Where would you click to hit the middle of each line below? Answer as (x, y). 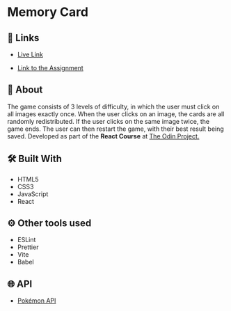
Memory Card (48, 12)
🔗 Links (23, 38)
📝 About (25, 90)
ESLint (26, 240)
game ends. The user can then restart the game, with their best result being (115, 129)
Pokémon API (37, 301)
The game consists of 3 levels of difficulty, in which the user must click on (113, 106)
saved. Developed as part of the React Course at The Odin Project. (103, 136)
